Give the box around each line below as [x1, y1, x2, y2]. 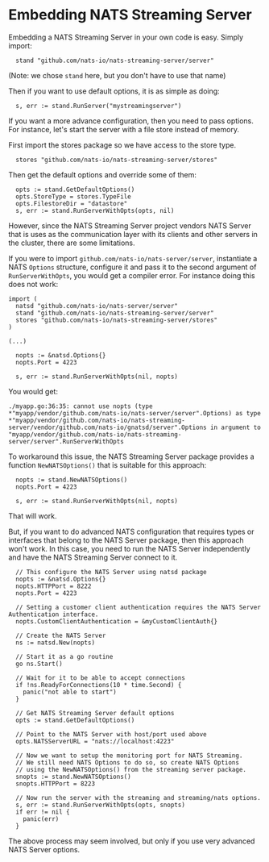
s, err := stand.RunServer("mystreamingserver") [15, 102, 182, 110]
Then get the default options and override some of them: [8, 169, 197, 179]
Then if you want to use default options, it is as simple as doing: [8, 86, 220, 96]
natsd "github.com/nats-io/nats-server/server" [15, 302, 179, 310]
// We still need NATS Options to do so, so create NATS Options [15, 758, 240, 767]
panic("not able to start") [23, 688, 117, 696]
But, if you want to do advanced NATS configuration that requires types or [8, 527, 255, 536]
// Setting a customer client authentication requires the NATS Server [15, 603, 262, 611]
